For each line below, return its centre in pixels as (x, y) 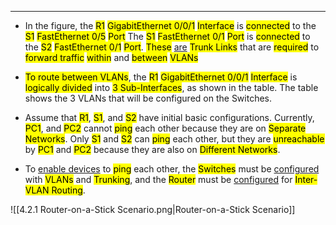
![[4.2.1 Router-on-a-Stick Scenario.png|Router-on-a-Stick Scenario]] (153, 209)
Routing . (68, 190)
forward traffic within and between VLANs (111, 57)
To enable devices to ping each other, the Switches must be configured (172, 169)
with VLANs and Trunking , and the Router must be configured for (158, 179)
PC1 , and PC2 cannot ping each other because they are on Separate (165, 128)
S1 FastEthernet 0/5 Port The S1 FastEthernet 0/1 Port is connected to (167, 36)
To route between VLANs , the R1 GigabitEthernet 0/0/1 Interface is (161, 77)
